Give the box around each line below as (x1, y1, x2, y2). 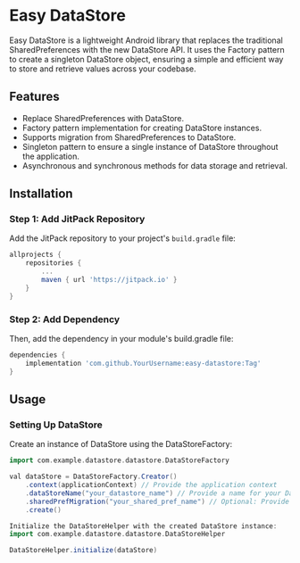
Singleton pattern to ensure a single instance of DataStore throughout (21, 141, 279, 152)
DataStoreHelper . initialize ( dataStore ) (9, 546, 158, 555)
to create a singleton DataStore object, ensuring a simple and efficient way (9, 54, 284, 64)
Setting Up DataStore (9, 418, 103, 431)
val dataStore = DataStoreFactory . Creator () (9, 472, 178, 482)
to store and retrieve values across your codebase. (9, 63, 196, 74)
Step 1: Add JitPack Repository (9, 213, 146, 226)
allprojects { (9, 251, 62, 260)
